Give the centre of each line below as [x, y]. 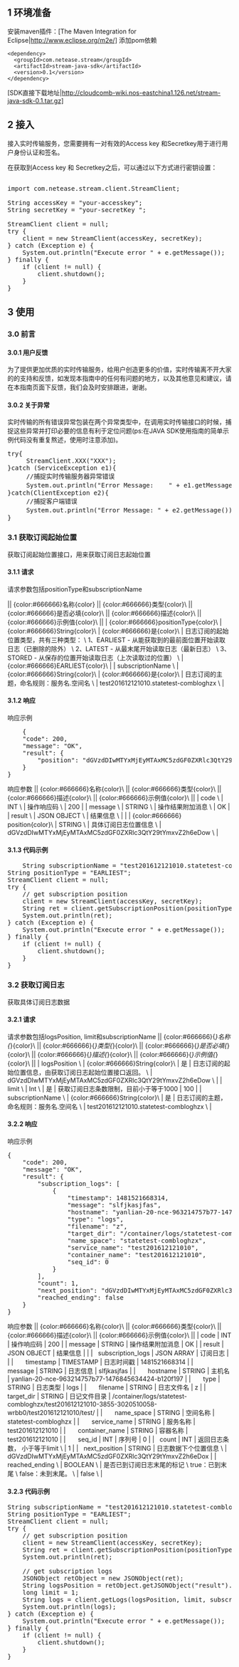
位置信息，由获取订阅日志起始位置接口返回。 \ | [83, 1072]
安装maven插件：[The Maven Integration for [72, 31]
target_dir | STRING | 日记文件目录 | [59, 1396]
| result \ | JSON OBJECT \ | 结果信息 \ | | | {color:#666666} [95, 816]
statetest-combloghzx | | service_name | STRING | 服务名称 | [101, 1421]
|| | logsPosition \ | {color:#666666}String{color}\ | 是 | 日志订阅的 [128, 1063]
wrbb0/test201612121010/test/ [51, 1412]
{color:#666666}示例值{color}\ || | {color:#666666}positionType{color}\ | [115, 622]
